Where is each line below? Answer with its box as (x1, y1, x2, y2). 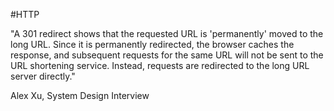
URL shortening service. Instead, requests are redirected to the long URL (10, 60, 310, 71)
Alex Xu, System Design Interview (10, 90, 150, 101)
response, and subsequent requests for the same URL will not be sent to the (10, 49, 324, 61)
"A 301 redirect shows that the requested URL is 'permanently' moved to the (10, 28, 324, 39)
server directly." (10, 70, 76, 82)
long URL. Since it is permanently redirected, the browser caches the (10, 39, 295, 50)
